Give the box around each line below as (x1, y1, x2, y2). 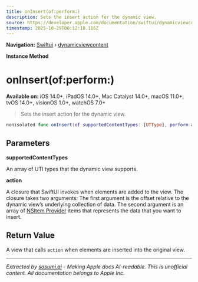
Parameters (6, 138, 50, 148)
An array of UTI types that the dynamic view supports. (6, 165, 138, 172)
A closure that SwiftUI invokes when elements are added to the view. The (6, 188, 184, 195)
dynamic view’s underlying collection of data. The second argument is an (6, 201, 184, 208)
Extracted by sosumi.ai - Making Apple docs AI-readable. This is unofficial (6, 263, 187, 270)
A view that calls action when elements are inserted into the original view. (6, 246, 186, 253)
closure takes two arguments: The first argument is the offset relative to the (6, 194, 190, 201)
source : (6, 19, 25, 25)
